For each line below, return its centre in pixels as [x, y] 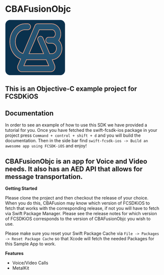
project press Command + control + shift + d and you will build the [73, 135]
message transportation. [44, 177]
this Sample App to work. [31, 244]
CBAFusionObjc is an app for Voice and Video [76, 161]
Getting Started [21, 188]
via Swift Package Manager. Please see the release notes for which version [81, 213]
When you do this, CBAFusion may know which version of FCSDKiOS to [78, 203]
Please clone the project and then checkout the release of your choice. [77, 198]
